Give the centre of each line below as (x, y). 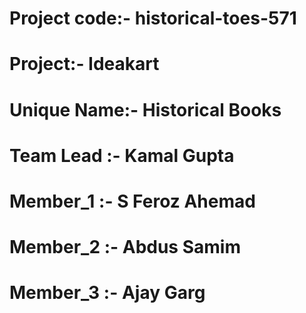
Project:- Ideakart (84, 64)
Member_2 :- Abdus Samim (125, 247)
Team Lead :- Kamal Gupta (122, 155)
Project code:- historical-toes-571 (153, 18)
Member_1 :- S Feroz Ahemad (132, 201)
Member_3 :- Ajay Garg (107, 293)
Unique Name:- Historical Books (145, 109)
